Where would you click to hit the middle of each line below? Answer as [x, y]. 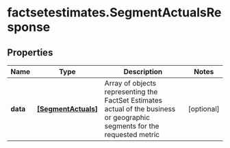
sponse [29, 27]
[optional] [204, 109]
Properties [30, 52]
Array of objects [130, 83]
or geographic [127, 118]
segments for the [132, 126]
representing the [131, 92]
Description [143, 72]
